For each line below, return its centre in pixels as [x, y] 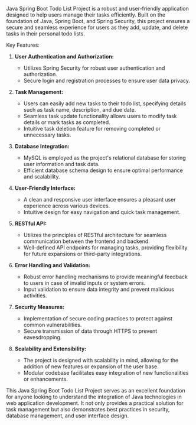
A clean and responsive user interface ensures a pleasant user [99, 199]
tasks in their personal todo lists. [46, 34]
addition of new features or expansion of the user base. [91, 366]
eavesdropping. [43, 337]
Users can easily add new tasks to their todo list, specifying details [105, 103]
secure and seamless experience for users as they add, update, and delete [97, 27]
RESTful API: [31, 223]
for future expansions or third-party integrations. [83, 254]
